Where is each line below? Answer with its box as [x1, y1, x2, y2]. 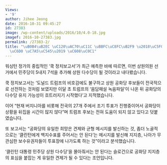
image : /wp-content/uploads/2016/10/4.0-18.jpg [5, 30, 106, 35]
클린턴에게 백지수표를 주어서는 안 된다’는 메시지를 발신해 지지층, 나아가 [19, 132, 156, 138]
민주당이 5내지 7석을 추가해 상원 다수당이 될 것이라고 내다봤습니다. [18, 69, 147, 75]
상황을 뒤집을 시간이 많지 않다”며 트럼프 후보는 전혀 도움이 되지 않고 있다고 [5, 109, 149, 114]
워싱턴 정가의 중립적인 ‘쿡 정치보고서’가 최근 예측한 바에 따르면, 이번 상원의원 [5, 63, 153, 69]
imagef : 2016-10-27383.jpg [5, 35, 61, 40]
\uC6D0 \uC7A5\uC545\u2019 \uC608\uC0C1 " [9, 49, 97, 54]
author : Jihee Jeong [5, 16, 48, 21]
